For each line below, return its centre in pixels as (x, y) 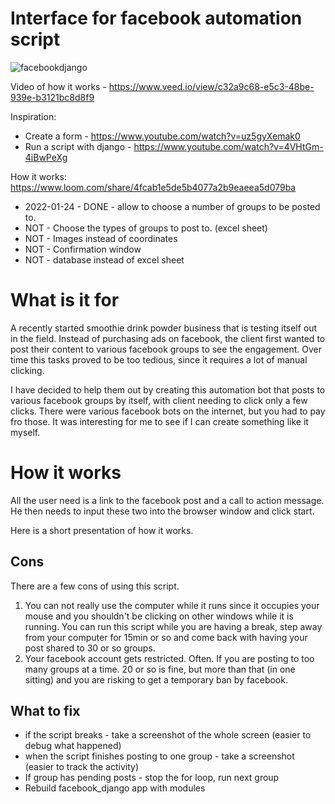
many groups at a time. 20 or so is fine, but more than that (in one (160, 669)
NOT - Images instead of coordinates (101, 238)
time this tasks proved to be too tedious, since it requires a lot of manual (159, 359)
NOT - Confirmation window (83, 249)
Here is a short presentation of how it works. (102, 530)
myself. (25, 432)
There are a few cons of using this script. (95, 586)
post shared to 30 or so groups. (90, 648)
